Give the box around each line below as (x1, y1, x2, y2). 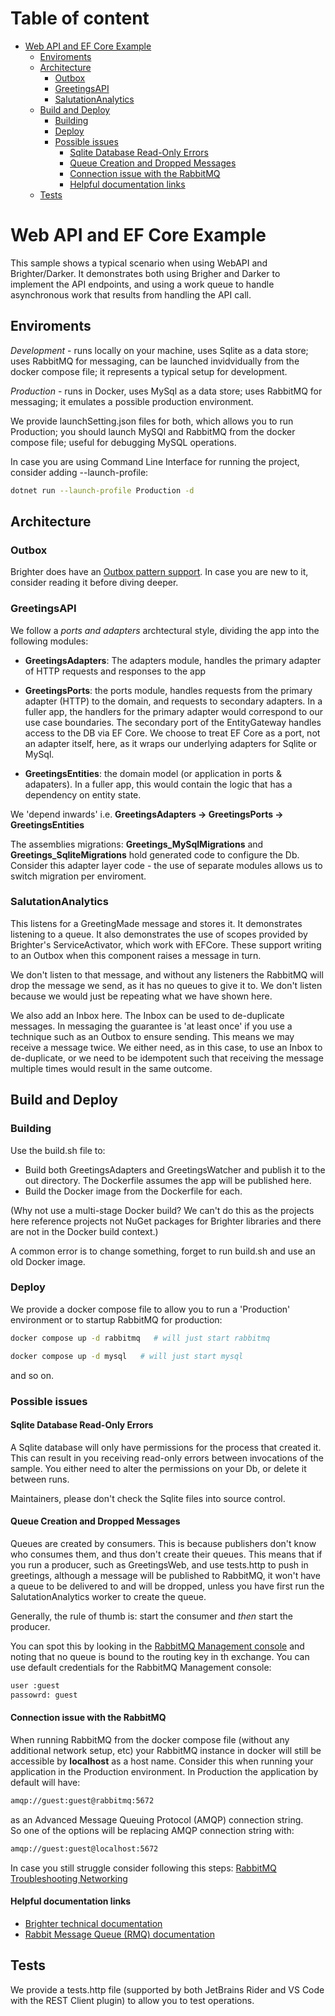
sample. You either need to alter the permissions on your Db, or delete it (10, 1462, 307, 1474)
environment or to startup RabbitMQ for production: (10, 1313, 223, 1326)
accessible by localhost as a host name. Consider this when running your (10, 1755, 314, 1767)
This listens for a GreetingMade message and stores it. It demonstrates (10, 917, 303, 929)
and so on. (10, 1369, 55, 1381)
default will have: (10, 1776, 81, 1788)
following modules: (10, 635, 89, 647)
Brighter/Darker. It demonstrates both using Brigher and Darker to (10, 267, 281, 279)
